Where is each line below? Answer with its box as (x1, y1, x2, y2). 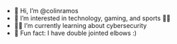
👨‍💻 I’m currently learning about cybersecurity (13, 22, 147, 29)
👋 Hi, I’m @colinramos (13, 7, 79, 15)
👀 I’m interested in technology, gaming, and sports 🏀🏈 (13, 14, 171, 22)
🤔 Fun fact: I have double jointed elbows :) (13, 29, 137, 37)
